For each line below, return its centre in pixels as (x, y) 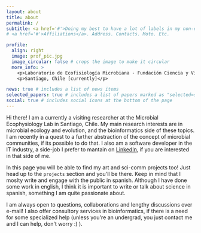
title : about (22, 17)
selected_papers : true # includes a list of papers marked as (85, 95)
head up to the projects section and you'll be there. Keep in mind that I (94, 174)
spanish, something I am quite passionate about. (66, 193)
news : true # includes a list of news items (63, 89)
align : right (28, 51)
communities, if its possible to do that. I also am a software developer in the (99, 143)
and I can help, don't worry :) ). (44, 223)
